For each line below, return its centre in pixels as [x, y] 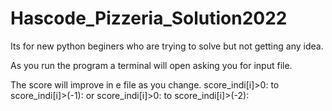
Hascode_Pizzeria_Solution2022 [149, 18]
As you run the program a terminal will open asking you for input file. [151, 65]
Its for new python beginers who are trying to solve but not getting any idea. [167, 46]
